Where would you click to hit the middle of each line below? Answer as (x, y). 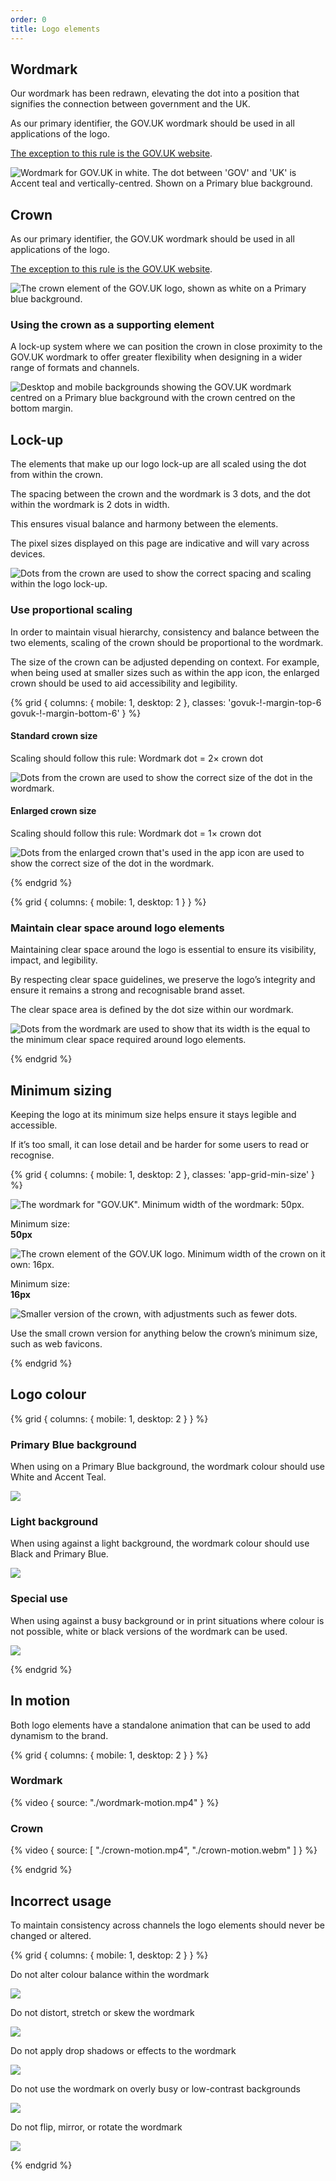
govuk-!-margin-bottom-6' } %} (76, 713)
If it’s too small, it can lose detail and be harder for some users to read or (160, 1145)
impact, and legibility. (54, 960)
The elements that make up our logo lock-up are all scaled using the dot (158, 464)
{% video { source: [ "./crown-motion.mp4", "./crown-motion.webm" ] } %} (164, 1850)
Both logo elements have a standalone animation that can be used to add (160, 1725)
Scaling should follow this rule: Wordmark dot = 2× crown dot (137, 758)
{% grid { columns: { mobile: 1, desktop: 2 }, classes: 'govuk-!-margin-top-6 (166, 702)
